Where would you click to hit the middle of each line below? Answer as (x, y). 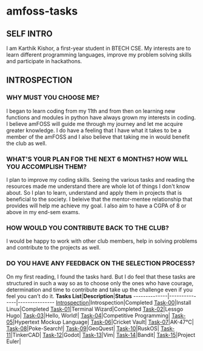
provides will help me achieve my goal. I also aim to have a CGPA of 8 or (96, 206)
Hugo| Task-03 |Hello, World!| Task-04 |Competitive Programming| (88, 315)
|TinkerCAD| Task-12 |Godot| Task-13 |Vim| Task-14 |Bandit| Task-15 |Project (103, 335)
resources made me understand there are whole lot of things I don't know (98, 186)
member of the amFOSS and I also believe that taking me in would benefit (98, 137)
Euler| (14, 341)
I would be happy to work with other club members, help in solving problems (102, 241)
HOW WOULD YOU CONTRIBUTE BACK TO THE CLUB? (88, 228)
